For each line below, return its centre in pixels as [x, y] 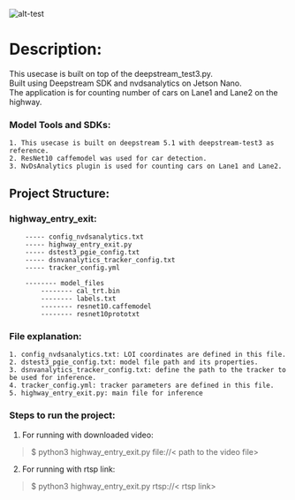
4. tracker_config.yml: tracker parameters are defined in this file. [142, 386]
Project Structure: [60, 193]
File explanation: [45, 336]
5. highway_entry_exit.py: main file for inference [106, 393]
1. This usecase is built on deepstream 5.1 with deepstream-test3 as [142, 143]
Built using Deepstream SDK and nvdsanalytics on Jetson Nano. [125, 83]
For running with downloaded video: [87, 435]
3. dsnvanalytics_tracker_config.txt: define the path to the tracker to [148, 370]
